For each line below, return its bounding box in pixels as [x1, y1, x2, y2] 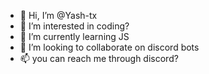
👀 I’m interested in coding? [19, 20, 130, 32]
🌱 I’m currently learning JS [19, 31, 130, 42]
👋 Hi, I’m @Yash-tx [19, 10, 98, 21]
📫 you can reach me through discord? [19, 53, 179, 64]
